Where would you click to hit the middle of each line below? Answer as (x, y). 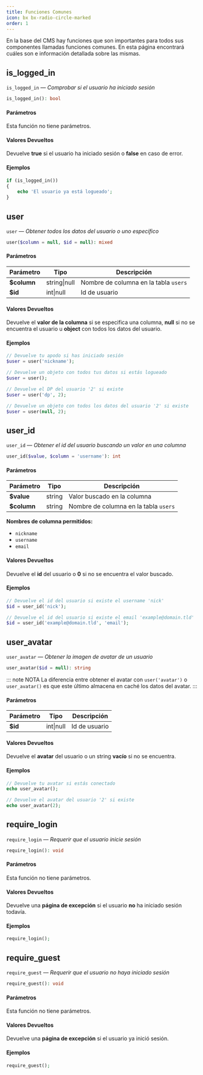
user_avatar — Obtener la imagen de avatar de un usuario (80, 657)
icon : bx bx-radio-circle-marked (49, 18)
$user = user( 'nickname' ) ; (40, 361)
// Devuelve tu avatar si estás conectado (61, 783)
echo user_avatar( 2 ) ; (34, 806)
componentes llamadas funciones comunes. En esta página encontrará (95, 47)
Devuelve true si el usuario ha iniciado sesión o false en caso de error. (95, 154)
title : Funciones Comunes (39, 12)
